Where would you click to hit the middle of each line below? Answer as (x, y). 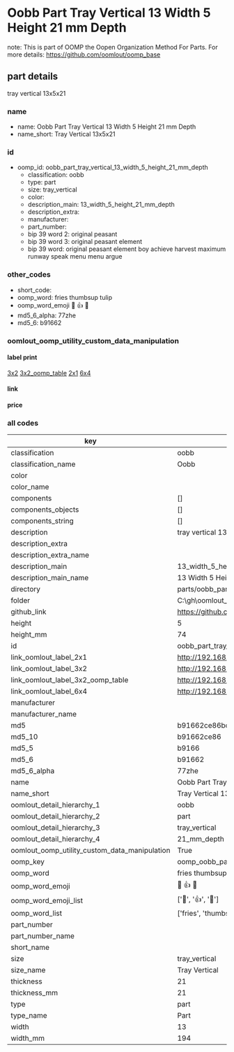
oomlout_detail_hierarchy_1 (55, 805)
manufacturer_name (44, 714)
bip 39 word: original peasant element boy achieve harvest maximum (127, 249)
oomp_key (28, 862)
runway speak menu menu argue (75, 257)
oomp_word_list (37, 914)
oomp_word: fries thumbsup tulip (65, 297)
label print (22, 357)
